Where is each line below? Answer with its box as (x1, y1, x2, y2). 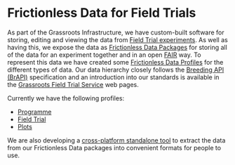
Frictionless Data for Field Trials (7, 5, 196, 21)
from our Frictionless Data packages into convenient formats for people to (7, 143, 222, 152)
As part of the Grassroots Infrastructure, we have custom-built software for (7, 28, 224, 37)
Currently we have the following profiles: (7, 93, 125, 103)
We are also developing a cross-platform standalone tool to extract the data (7, 136, 226, 145)
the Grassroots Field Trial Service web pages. (7, 80, 139, 88)
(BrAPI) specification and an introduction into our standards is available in (7, 72, 220, 81)
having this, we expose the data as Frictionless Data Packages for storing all (7, 43, 228, 51)
